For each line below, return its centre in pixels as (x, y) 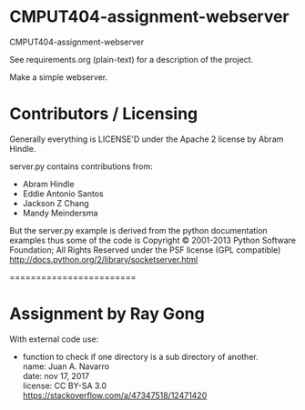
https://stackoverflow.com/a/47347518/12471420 (115, 395)
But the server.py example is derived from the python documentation (139, 230)
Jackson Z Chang (56, 203)
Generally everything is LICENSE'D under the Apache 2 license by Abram (147, 139)
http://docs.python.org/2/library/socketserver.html (104, 259)
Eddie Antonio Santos (63, 194)
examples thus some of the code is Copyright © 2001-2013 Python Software (153, 240)
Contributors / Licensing (104, 114)
